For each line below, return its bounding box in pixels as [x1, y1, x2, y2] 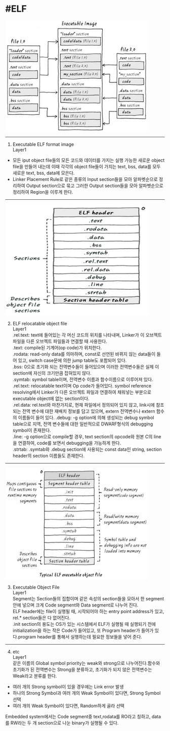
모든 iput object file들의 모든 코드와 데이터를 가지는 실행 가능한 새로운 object [12, 157, 165, 163]
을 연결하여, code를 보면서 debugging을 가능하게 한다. [12, 440, 121, 446]
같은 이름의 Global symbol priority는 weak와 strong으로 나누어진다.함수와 [12, 660, 160, 666]
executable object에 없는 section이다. [12, 395, 90, 402]
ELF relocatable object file [12, 320, 67, 326]
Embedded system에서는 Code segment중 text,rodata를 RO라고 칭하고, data [5, 713, 161, 719]
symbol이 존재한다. [12, 427, 52, 433]
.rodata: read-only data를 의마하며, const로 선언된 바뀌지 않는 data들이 [12, 351, 156, 357]
